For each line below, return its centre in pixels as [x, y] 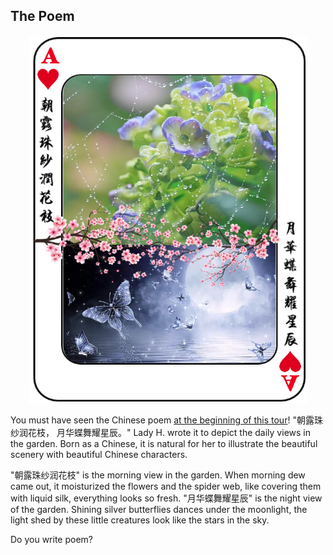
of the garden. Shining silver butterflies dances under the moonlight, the [159, 509]
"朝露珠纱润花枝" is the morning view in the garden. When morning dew [158, 475]
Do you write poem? [51, 539]
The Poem [42, 16]
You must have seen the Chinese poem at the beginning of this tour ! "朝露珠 [166, 420]
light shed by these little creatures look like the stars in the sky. [140, 520]
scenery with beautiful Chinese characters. [99, 454]
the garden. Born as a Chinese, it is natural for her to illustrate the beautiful [164, 443]
